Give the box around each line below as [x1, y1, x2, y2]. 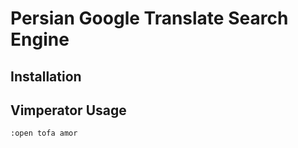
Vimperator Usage [10, 102, 127, 119]
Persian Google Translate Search [10, 7, 289, 30]
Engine [10, 28, 70, 51]
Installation [10, 68, 82, 85]
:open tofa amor [10, 128, 78, 139]
